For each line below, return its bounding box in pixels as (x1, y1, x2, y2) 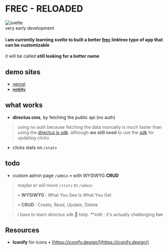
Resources (5, 226, 40, 234)
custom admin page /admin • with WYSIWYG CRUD (12, 172, 119, 179)
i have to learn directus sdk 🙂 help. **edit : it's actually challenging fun (17, 211, 163, 217)
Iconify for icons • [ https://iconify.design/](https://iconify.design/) (12, 239, 149, 245)
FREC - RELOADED (5, 3, 84, 15)
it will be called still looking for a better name (5, 53, 99, 59)
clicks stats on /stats (12, 144, 57, 150)
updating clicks (17, 134, 49, 141)
